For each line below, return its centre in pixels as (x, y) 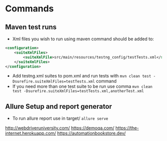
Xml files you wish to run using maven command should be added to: (83, 39)
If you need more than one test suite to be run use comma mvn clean (82, 86)
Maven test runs (31, 27)
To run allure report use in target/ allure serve (60, 118)
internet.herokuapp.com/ (31, 133)
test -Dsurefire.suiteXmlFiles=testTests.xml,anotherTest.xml (78, 91)
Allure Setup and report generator (59, 106)
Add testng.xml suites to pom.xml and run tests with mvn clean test (82, 76)
